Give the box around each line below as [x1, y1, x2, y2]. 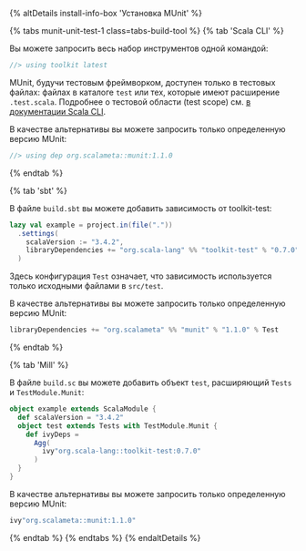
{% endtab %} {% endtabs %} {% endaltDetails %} [9, 532, 201, 543]
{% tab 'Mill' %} [9, 360, 69, 370]
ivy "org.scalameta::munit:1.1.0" [9, 515, 137, 525]
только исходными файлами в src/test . [9, 281, 164, 291]
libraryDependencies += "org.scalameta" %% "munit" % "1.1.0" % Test [9, 325, 280, 335]
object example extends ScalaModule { [9, 404, 157, 413]
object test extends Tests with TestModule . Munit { [17, 421, 219, 431]
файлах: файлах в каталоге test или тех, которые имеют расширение [9, 87, 280, 97]
